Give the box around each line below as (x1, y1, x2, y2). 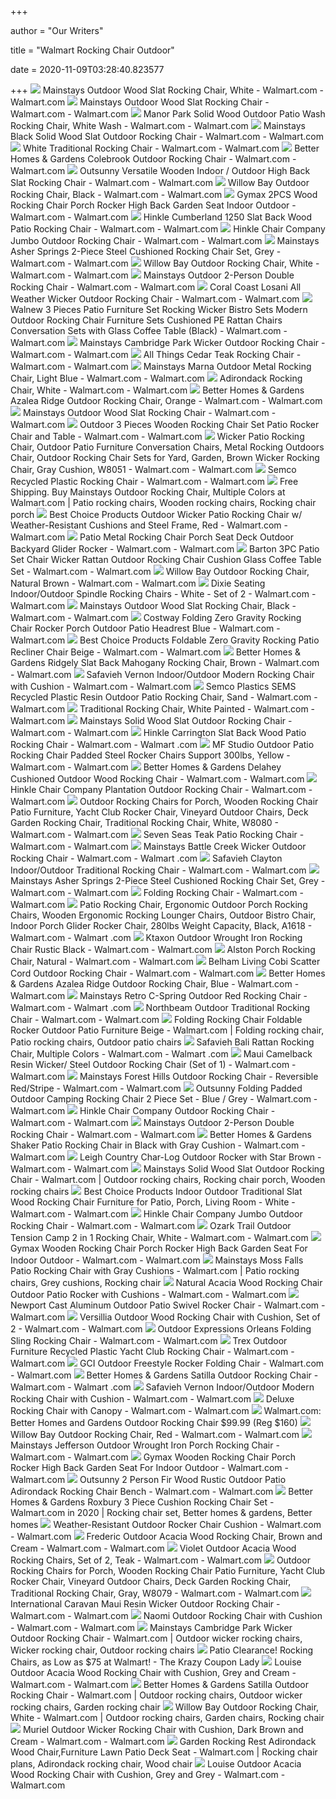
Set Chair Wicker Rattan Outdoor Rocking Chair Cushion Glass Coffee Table (10, 554, 322, 565)
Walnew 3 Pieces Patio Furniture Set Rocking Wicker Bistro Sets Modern (10, 304, 308, 315)
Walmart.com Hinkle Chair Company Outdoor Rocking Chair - (10, 1105, 276, 1116)
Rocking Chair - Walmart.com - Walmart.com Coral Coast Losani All (10, 281, 302, 293)
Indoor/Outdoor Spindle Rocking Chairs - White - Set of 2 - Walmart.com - (10, 588, 317, 600)
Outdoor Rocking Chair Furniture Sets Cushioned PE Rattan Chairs (10, 314, 283, 326)
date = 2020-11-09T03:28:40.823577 (10, 64, 165, 75)
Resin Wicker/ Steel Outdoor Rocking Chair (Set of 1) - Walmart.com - (10, 1059, 297, 1070)
